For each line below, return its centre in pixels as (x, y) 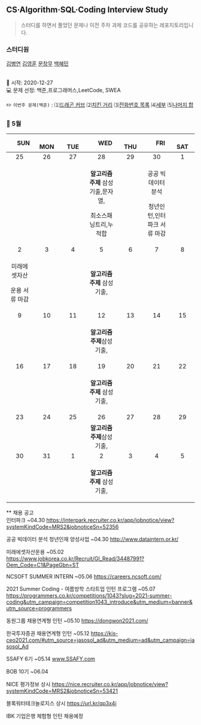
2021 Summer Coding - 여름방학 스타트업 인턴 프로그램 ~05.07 (81, 589)
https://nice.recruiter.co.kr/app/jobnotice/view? (110, 684)
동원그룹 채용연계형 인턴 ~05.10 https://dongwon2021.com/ (77, 621)
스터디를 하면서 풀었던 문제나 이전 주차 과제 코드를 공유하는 (89, 25)
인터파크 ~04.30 (26, 520)
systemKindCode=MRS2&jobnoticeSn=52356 (63, 527)
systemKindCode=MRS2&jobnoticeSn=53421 (62, 691)
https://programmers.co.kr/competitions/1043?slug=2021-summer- (89, 596)
